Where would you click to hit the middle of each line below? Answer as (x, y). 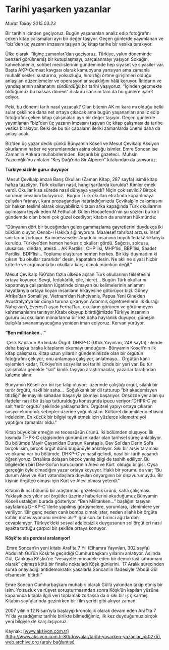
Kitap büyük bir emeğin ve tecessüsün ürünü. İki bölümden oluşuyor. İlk (79, 432)
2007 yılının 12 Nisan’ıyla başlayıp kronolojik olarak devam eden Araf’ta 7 (81, 610)
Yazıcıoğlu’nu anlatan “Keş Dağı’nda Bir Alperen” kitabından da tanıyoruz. (81, 159)
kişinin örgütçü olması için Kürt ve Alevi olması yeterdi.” (63, 481)
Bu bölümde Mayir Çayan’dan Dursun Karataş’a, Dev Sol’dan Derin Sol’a (79, 443)
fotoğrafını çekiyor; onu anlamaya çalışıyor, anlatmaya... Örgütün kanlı (78, 358)
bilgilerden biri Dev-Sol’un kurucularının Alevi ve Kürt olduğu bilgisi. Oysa (81, 464)
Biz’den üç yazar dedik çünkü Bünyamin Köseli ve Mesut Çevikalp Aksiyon (82, 143)
